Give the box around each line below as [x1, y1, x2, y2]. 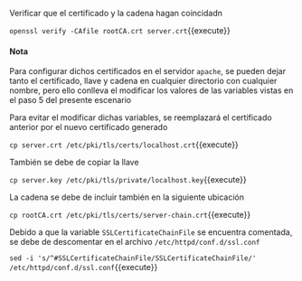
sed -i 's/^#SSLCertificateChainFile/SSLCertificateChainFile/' [9, 254, 257, 263]
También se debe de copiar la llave [9, 157, 139, 168]
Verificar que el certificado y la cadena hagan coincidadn [9, 8, 223, 18]
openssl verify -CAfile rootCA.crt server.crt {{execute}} [9, 25, 231, 35]
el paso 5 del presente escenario [9, 95, 132, 106]
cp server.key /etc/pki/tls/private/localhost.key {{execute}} [9, 174, 247, 185]
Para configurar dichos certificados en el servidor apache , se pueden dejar [9, 66, 287, 77]
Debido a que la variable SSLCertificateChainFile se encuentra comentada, [9, 227, 293, 238]
